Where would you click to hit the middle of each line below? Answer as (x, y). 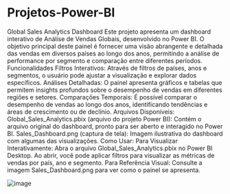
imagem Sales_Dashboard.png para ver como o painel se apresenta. (104, 170)
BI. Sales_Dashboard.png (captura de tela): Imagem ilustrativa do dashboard (115, 133)
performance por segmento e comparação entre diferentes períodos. (105, 60)
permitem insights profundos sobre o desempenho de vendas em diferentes (115, 90)
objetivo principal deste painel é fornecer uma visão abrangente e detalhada (115, 46)
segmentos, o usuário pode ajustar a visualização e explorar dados (102, 75)
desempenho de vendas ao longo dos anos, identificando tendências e (107, 104)
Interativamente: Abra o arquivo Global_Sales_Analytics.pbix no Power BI (110, 148)
